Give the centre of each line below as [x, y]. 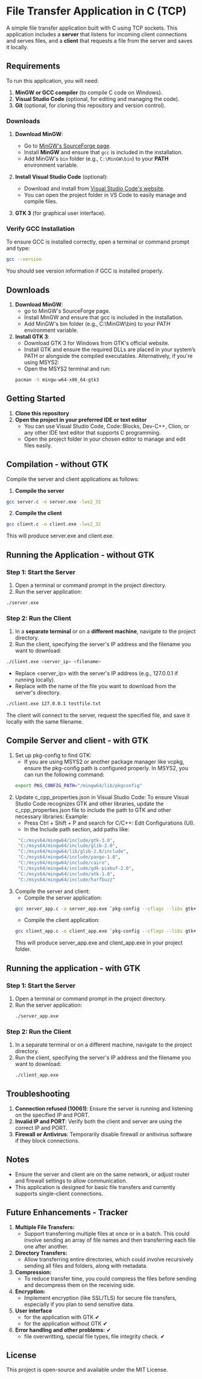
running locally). [35, 680]
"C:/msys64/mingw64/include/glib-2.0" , [68, 846]
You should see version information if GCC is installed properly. [85, 271]
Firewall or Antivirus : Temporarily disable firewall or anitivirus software [103, 1134]
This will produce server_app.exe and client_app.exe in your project [99, 943]
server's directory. [38, 693]
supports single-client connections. [59, 1193]
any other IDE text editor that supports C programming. [92, 432]
